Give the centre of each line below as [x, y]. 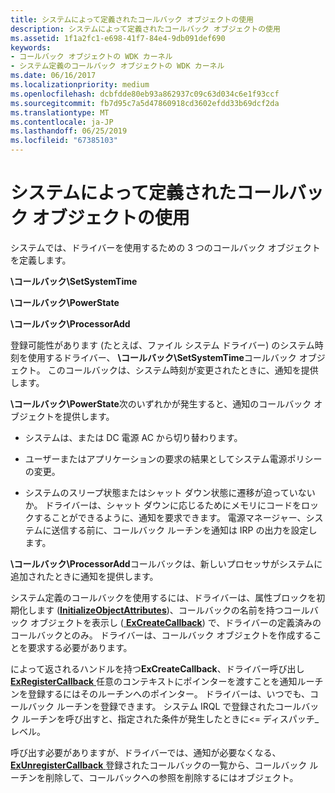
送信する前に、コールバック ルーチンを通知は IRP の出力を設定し [184, 530]
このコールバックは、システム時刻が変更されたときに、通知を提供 [183, 370]
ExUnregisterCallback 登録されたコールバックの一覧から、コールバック [159, 765]
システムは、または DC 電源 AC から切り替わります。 [133, 437]
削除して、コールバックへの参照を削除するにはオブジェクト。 [171, 777]
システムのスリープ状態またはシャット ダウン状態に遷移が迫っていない [170, 492]
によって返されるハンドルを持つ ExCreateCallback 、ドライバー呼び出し [157, 668]
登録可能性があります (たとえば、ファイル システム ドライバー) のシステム [162, 345]
